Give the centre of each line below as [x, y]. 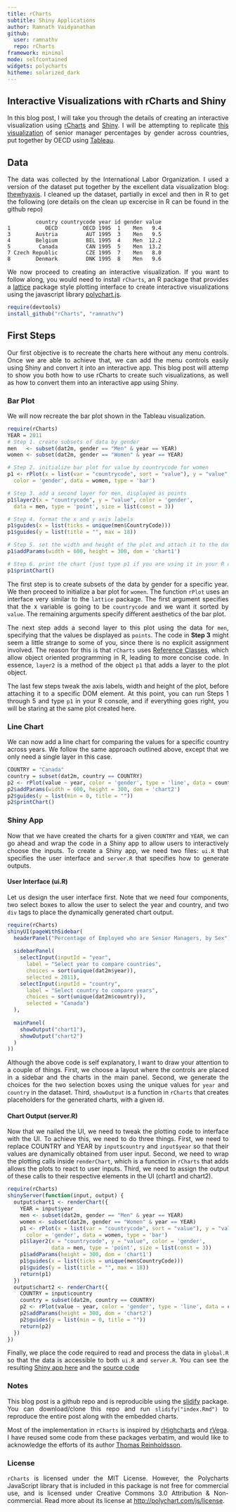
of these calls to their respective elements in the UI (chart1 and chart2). [110, 1176]
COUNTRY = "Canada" [36, 770]
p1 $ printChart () [31, 571]
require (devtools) [34, 307]
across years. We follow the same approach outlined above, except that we [118, 750]
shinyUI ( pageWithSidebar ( [45, 932]
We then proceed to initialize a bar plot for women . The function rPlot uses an [118, 592]
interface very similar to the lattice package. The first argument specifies [118, 599]
